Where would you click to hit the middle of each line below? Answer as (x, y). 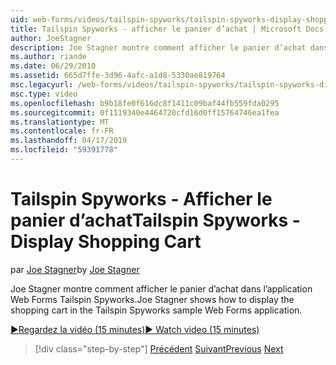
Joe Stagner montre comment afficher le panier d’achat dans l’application (161, 288)
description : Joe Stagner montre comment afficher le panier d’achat (158, 47)
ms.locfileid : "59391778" (64, 150)
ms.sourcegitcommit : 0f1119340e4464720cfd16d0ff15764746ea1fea (145, 112)
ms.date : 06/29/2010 (53, 66)
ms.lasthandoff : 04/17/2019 (69, 141)
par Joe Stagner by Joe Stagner (75, 269)
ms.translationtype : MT (60, 122)
